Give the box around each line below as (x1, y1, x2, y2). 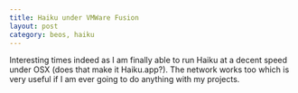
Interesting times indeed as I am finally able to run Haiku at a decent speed (9, 55, 287, 66)
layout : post (9, 22, 59, 31)
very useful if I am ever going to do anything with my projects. (9, 74, 240, 85)
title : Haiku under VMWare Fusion (9, 13, 140, 23)
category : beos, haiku (9, 30, 95, 39)
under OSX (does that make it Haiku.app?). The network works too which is (9, 64, 290, 75)
